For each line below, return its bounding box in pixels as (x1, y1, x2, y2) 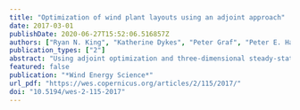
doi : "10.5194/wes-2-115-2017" (9, 87, 126, 96)
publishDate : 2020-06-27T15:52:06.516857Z (9, 29, 170, 38)
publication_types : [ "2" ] (9, 46, 105, 55)
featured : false (9, 63, 70, 72)
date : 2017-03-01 (9, 21, 74, 30)
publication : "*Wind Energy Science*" (9, 71, 154, 80)
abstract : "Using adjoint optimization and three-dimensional (9, 54, 246, 63)
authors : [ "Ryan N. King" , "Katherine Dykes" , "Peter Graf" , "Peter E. (9, 37, 281, 47)
